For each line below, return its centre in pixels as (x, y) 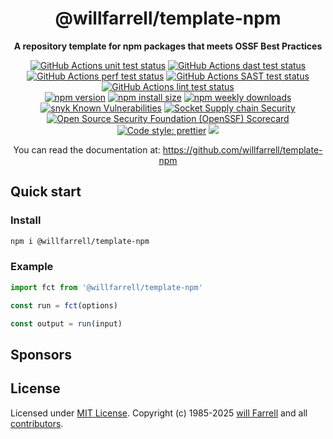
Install (26, 220)
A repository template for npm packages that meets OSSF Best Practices (168, 46)
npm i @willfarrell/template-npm (80, 241)
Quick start (46, 192)
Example (32, 267)
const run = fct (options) (64, 305)
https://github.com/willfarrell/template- (242, 149)
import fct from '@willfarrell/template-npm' (106, 287)
